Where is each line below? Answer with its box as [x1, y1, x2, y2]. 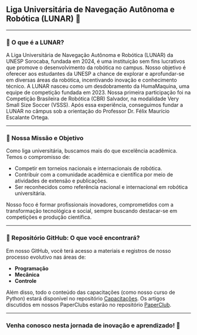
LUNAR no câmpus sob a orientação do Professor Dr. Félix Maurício [6, 108, 170, 115]
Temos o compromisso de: [6, 154, 70, 161]
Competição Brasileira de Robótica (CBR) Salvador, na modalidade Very [6, 95, 179, 102]
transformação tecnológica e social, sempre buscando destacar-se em [6, 208, 178, 215]
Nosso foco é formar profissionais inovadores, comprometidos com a [6, 201, 174, 208]
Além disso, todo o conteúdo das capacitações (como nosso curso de [6, 289, 175, 296]
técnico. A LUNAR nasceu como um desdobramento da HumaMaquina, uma [6, 83, 189, 90]
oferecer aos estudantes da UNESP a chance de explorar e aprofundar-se [6, 70, 185, 77]
